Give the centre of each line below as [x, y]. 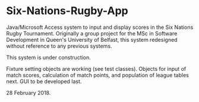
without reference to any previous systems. [59, 46]
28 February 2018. [29, 93]
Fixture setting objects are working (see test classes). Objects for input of [96, 68]
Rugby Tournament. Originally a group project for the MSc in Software [92, 33]
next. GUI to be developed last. [44, 81]
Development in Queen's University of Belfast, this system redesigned [92, 40]
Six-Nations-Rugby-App [67, 11]
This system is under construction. [48, 57]
